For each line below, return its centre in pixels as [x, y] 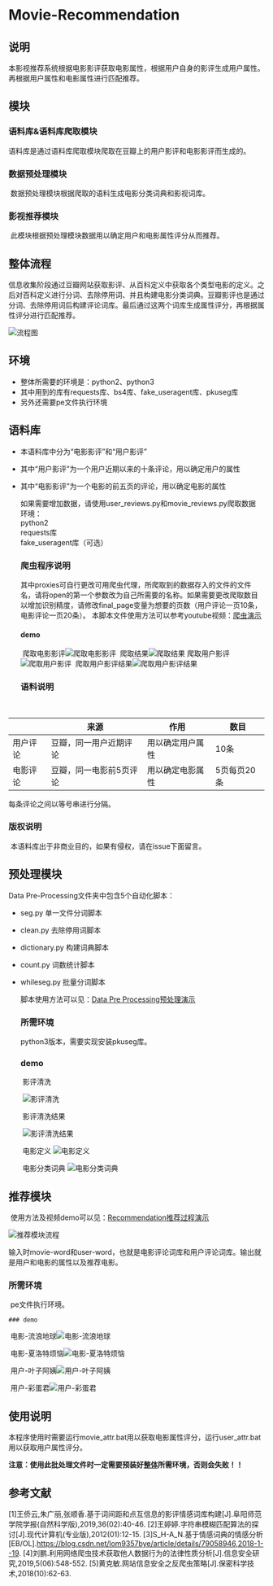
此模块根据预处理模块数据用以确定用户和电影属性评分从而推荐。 [117, 236]
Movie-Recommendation [94, 15]
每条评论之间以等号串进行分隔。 [62, 804]
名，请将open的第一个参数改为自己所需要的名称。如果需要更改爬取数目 [139, 595]
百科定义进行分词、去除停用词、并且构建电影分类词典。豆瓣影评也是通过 [143, 295]
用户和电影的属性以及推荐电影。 [69, 1262]
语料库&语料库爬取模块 [53, 132]
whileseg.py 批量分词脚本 [63, 981]
